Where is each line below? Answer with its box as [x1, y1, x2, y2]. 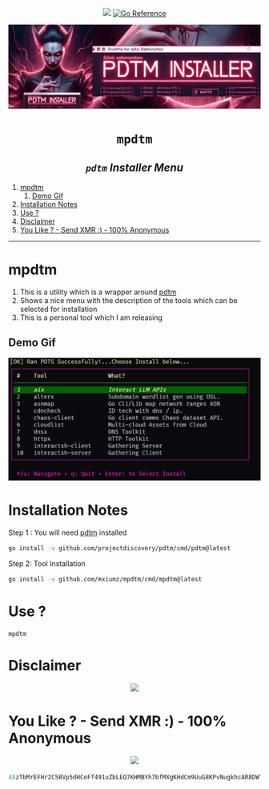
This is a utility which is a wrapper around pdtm [19, 287, 177, 297]
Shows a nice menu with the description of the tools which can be [19, 295, 238, 305]
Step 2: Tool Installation [8, 558, 86, 568]
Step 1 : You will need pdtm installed [8, 528, 127, 537]
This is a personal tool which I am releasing [19, 313, 163, 322]
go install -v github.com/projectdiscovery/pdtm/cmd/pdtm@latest [8, 544, 231, 552]
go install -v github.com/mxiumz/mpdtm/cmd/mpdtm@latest [8, 575, 203, 583]
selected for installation [19, 304, 98, 314]
